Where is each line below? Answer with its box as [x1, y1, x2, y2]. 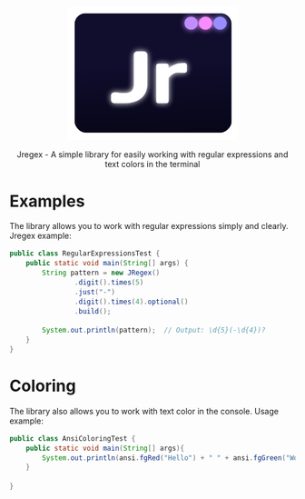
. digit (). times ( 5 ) [74, 277, 144, 287]
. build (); [74, 306, 112, 315]
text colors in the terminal [104, 159, 201, 170]
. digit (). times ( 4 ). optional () [74, 297, 189, 306]
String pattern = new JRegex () [42, 268, 161, 278]
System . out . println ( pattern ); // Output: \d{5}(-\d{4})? [42, 325, 266, 335]
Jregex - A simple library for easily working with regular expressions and [16, 149, 289, 160]
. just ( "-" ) [74, 287, 116, 296]
